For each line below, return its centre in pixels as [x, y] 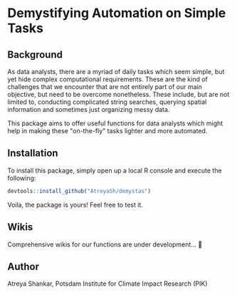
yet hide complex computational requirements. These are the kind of [108, 79]
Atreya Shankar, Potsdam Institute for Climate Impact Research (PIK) [107, 284]
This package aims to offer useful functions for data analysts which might [115, 123]
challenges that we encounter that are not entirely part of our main [105, 87]
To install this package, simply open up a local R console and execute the [115, 170]
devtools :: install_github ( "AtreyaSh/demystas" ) [79, 191]
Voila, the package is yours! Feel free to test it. [75, 205]
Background [35, 55]
